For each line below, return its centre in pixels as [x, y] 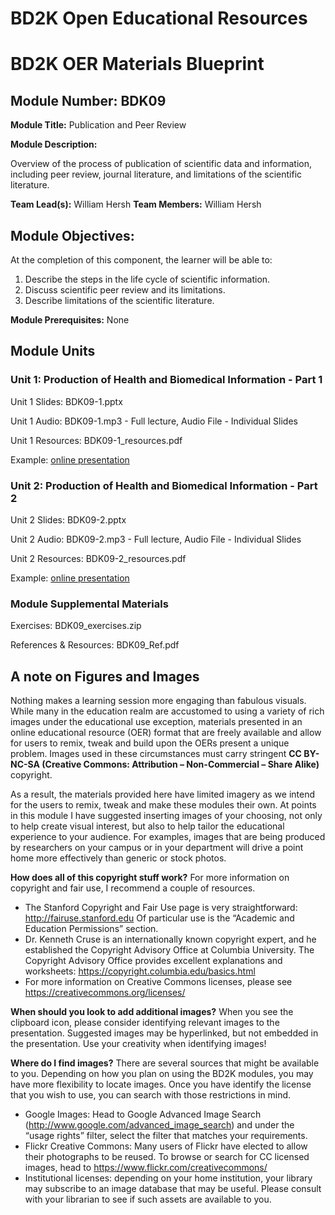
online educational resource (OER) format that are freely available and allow [166, 733]
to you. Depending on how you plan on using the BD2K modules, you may [162, 1074]
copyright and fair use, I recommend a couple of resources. [133, 888]
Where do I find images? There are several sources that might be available [165, 1063]
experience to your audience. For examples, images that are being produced [168, 837]
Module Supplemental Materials [89, 604]
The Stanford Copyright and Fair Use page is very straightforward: [161, 908]
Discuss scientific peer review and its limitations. [125, 290]
